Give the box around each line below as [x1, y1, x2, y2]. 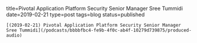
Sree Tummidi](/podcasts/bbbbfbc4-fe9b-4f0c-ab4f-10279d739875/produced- [6, 27, 192, 33]
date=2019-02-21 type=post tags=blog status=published [6, 11, 145, 18]
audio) [6, 33, 22, 38]
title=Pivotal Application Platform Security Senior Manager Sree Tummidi [6, 5, 183, 12]
